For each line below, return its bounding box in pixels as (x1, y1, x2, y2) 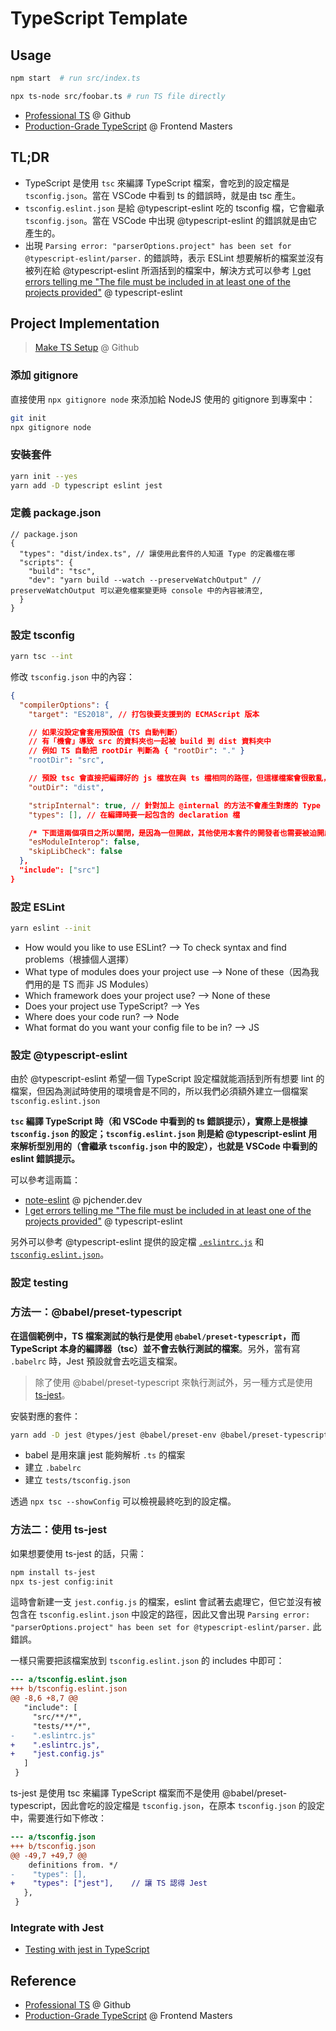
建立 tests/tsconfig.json (24, 1474, 131, 1486)
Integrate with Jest (10, 1920, 104, 1934)
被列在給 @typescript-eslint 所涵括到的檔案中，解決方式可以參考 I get (24, 264, 312, 276)
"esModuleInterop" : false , (28, 837, 141, 847)
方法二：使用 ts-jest (10, 1523, 108, 1537)
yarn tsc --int (10, 652, 74, 662)
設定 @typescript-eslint (10, 1048, 128, 1062)
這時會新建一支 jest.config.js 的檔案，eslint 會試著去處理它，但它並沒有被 (10, 1596, 322, 1608)
